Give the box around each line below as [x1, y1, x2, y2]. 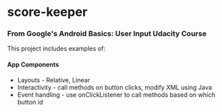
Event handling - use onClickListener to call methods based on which [17, 91, 216, 99]
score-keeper [7, 4, 88, 20]
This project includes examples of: [7, 44, 106, 53]
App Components [7, 60, 60, 69]
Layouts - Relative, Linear [17, 75, 90, 84]
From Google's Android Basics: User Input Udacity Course [7, 29, 207, 39]
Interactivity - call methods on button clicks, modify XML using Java [17, 83, 212, 91]
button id [17, 97, 44, 106]
